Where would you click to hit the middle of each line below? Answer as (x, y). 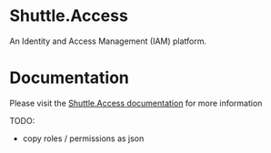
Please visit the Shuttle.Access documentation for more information (136, 103)
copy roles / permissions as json (83, 138)
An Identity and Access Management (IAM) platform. (108, 41)
